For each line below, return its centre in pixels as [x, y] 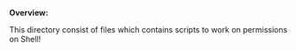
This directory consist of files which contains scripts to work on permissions [148, 29]
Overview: [29, 13]
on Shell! [25, 39]
